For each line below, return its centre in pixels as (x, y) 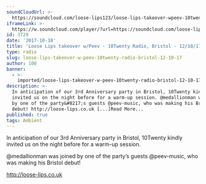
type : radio (21, 52)
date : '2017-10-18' (31, 40)
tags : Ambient (25, 120)
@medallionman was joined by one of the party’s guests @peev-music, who (102, 156)
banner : (16, 69)
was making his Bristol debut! (44, 163)
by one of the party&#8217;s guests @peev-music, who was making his (102, 103)
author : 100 (21, 63)
